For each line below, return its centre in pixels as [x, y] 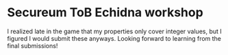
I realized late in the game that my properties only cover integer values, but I [115, 31]
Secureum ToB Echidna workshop [105, 13]
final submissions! [33, 45]
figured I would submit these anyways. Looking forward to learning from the [114, 38]
